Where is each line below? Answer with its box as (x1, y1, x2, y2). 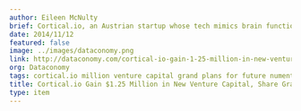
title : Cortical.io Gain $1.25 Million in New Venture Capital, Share (9, 80, 279, 89)
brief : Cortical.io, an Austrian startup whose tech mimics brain (9, 21, 262, 30)
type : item (9, 88, 50, 97)
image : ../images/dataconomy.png (9, 47, 134, 55)
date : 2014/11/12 (9, 30, 74, 38)
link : (9, 55, 30, 64)
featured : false (9, 38, 70, 47)
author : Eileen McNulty (9, 13, 99, 22)
